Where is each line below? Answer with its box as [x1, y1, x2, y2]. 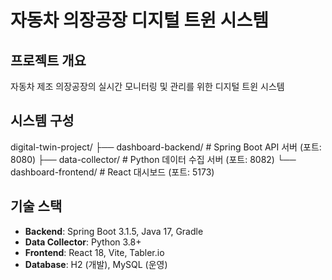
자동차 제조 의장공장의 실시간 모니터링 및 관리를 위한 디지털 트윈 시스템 [10, 81, 285, 92]
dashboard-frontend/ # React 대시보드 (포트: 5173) [10, 166, 215, 178]
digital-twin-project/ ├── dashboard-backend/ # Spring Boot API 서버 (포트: [10, 141, 322, 153]
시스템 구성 [10, 112, 75, 130]
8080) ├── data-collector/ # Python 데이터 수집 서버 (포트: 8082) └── [10, 153, 297, 165]
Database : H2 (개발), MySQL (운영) [24, 258, 168, 270]
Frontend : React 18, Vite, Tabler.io [24, 246, 165, 258]
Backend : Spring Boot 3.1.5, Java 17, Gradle [24, 225, 204, 237]
